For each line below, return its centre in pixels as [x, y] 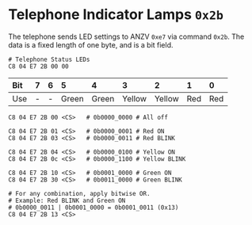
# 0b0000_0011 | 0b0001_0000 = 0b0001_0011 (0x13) [94, 208]
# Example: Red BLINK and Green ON [67, 200]
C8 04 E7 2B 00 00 [38, 66]
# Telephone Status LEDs [49, 59]
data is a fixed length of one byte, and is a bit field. [91, 44]
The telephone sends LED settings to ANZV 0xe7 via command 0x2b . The [126, 36]
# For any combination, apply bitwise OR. [79, 193]
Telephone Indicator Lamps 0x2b [116, 15]
